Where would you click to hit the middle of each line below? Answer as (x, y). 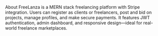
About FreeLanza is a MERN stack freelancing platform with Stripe (73, 7)
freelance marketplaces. (43, 28)
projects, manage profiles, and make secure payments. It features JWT (78, 18)
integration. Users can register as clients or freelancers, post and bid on (79, 12)
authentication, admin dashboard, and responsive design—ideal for (74, 23)
